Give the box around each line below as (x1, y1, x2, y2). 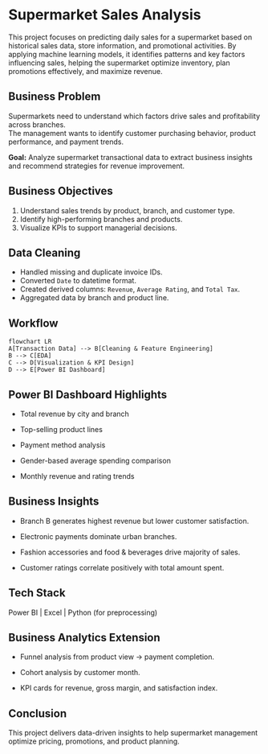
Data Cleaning (8, 245, 81, 259)
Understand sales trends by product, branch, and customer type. (19, 205, 235, 215)
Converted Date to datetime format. (19, 276, 136, 286)
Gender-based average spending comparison (19, 456, 171, 465)
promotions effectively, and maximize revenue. (8, 66, 163, 76)
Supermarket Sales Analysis (8, 6, 201, 24)
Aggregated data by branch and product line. (19, 293, 169, 303)
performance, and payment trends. (8, 137, 124, 146)
